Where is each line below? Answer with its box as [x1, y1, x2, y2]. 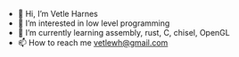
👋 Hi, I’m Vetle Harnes [17, 9, 98, 19]
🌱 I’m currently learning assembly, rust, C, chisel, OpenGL [17, 28, 230, 37]
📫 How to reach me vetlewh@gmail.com [17, 37, 169, 48]
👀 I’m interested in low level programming [17, 18, 170, 28]
